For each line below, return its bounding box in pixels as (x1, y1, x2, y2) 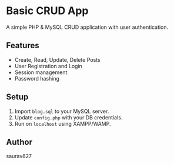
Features (6, 41, 39, 51)
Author (6, 137, 32, 147)
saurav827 (6, 153, 32, 160)
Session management (14, 69, 68, 76)
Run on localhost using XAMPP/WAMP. (14, 120, 111, 127)
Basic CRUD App (6, 4, 89, 18)
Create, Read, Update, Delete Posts (14, 56, 101, 63)
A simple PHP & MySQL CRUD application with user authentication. (6, 24, 169, 31)
